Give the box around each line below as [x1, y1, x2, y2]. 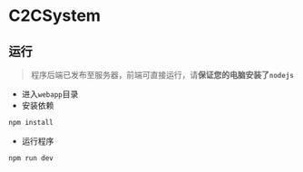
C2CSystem [8, 5, 102, 26]
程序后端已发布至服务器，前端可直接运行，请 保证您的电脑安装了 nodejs [30, 70, 294, 80]
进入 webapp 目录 [21, 89, 79, 100]
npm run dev [8, 153, 54, 163]
